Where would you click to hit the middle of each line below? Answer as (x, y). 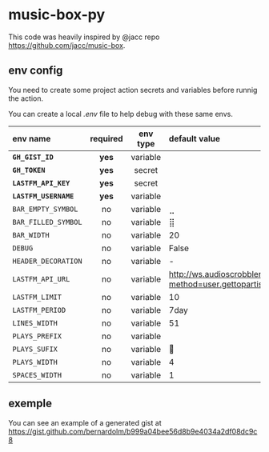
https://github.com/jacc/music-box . (67, 45)
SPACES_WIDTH (37, 375)
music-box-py (57, 15)
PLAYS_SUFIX (35, 349)
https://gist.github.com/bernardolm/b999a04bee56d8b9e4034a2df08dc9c (133, 431)
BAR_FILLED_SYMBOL (47, 222)
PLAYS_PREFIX (37, 336)
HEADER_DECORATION (47, 261)
